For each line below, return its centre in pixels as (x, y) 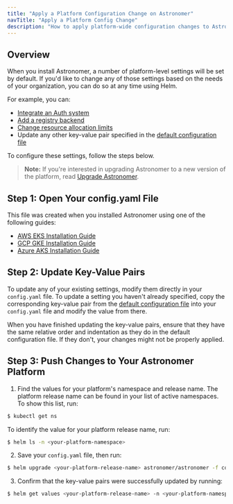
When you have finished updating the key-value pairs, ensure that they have (116, 324)
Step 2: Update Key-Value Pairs (76, 272)
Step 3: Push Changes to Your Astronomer (101, 361)
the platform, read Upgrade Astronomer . (81, 177)
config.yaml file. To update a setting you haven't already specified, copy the (116, 296)
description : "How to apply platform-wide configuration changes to (108, 26)
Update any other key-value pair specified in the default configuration (117, 135)
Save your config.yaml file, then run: (69, 455)
